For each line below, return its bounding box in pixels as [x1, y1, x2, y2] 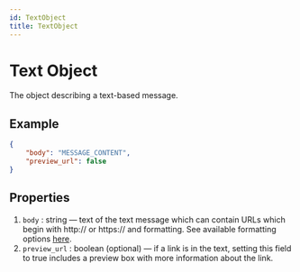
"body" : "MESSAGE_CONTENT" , [25, 149, 131, 158]
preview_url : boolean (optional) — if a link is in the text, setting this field [22, 242, 292, 253]
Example [9, 116, 59, 131]
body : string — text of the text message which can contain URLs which [22, 213, 286, 225]
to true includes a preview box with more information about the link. [22, 252, 274, 263]
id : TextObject [9, 13, 67, 23]
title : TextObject [9, 22, 78, 31]
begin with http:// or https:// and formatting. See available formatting [22, 223, 277, 234]
